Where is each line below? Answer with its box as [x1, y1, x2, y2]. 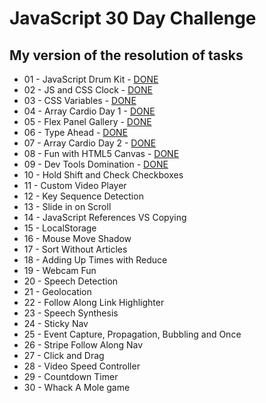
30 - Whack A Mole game [23, 382, 131, 393]
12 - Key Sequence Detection [23, 190, 144, 202]
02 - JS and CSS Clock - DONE [23, 84, 153, 96]
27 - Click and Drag [23, 350, 105, 361]
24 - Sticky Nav [23, 318, 89, 329]
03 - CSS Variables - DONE [23, 95, 137, 106]
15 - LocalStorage [23, 222, 97, 234]
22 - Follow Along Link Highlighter [23, 297, 165, 308]
